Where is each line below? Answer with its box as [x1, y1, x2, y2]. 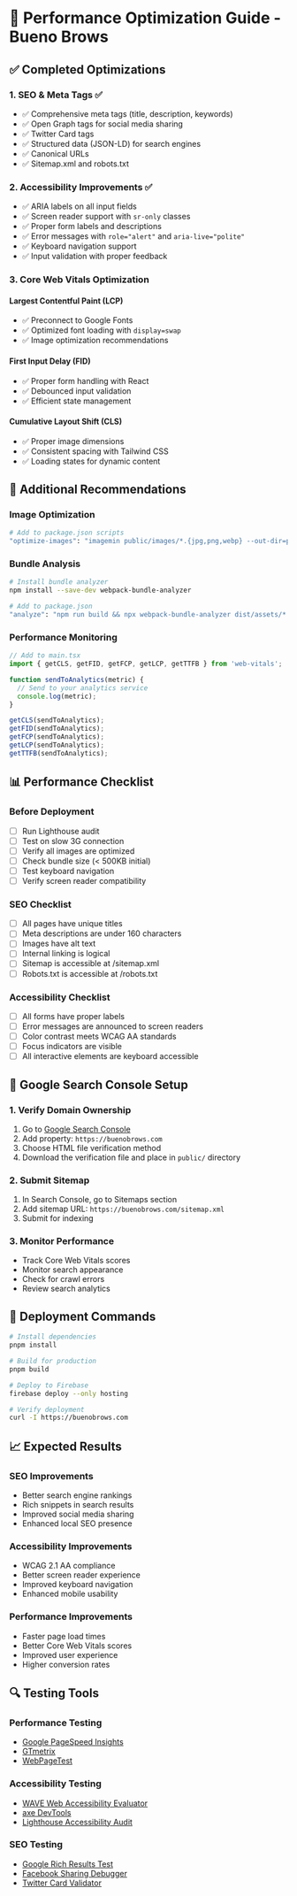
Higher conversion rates [21, 1659, 110, 1670]
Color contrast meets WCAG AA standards [21, 1031, 177, 1042]
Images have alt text [21, 938, 96, 949]
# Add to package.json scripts [9, 528, 125, 538]
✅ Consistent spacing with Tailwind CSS [21, 446, 170, 457]
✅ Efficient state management [21, 395, 132, 406]
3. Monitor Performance [9, 1235, 115, 1247]
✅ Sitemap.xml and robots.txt [21, 158, 130, 169]
